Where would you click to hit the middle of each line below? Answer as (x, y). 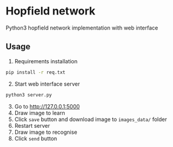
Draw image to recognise (46, 132)
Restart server (32, 125)
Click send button (36, 138)
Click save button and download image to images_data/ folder (91, 119)
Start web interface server (47, 84)
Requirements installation (46, 61)
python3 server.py (29, 95)
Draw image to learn (40, 113)
